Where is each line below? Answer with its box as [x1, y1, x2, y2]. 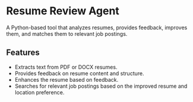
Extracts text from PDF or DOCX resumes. [14, 63, 118, 70]
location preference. [14, 88, 65, 96]
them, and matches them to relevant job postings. [6, 30, 128, 37]
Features [6, 48, 40, 58]
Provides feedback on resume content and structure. [14, 70, 144, 77]
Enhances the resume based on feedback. [14, 76, 119, 83]
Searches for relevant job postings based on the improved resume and [14, 82, 188, 89]
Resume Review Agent [6, 4, 120, 18]
